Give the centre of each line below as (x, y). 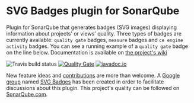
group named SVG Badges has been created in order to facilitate (85, 82)
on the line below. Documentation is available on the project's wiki (87, 52)
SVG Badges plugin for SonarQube (93, 11)
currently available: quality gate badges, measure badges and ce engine (95, 40)
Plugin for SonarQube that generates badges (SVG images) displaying (91, 27)
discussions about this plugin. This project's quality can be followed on (93, 88)
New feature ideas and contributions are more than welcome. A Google (93, 75)
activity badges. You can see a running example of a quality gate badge (97, 46)
